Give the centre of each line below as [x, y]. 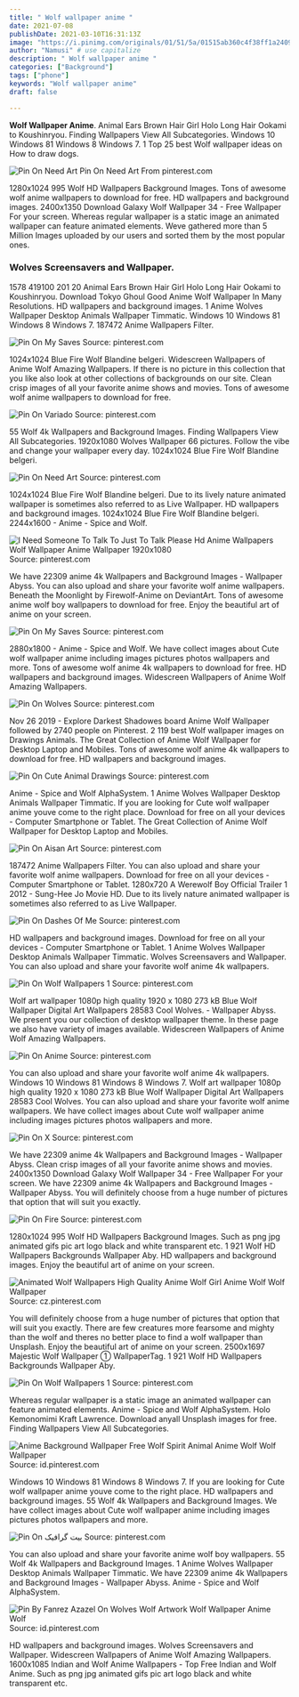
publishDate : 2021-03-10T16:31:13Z [75, 34]
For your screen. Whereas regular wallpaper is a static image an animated [145, 216]
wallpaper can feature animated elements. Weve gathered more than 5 [138, 226]
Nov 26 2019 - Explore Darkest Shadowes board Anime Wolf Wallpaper [139, 721]
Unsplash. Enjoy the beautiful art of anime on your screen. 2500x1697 [137, 1346]
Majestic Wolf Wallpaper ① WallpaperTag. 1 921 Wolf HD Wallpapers [136, 1356]
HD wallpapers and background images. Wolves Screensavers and [131, 1645]
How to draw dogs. [44, 153]
